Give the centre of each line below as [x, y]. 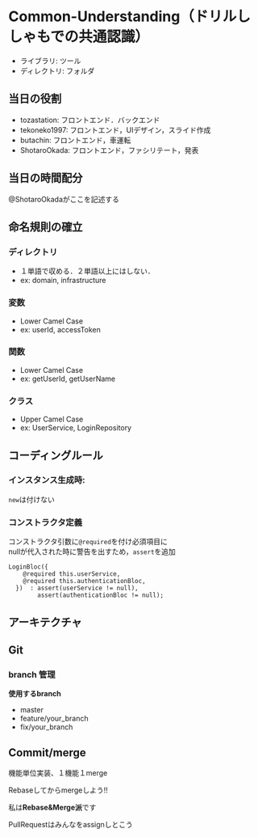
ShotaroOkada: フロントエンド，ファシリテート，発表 [109, 150]
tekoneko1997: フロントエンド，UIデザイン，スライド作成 [115, 129]
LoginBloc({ [28, 567]
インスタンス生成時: [47, 480]
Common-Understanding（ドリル [123, 17]
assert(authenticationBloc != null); [100, 595]
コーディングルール [56, 455]
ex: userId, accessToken [60, 329]
